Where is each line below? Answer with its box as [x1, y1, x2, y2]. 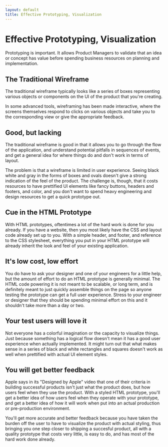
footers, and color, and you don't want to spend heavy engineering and [5, 188, 151, 195]
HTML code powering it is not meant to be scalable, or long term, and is [5, 281, 153, 287]
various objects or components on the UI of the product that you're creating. [5, 93, 162, 100]
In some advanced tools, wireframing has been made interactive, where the [5, 103, 161, 109]
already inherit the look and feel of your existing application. [5, 243, 129, 249]
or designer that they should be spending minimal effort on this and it [5, 297, 147, 303]
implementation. [5, 60, 38, 66]
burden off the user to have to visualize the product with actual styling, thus [5, 421, 161, 427]
